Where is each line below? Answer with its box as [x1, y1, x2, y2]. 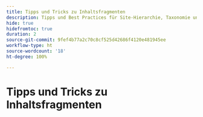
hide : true [6, 20, 34, 26]
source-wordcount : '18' [6, 48, 66, 54]
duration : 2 [6, 31, 36, 37]
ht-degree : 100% [6, 54, 47, 60]
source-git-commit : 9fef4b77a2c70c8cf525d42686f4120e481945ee [6, 37, 166, 43]
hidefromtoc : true [6, 25, 53, 32]
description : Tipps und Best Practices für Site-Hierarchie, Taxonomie [6, 14, 190, 21]
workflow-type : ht [6, 43, 53, 49]
